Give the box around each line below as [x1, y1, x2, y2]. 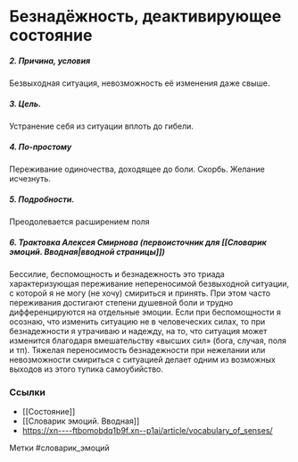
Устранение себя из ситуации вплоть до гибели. [9, 121, 195, 131]
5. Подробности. [9, 194, 75, 205]
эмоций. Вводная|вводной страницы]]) [9, 246, 165, 256]
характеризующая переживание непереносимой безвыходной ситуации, [9, 279, 290, 290]
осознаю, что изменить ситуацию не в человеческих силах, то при [9, 316, 266, 327]
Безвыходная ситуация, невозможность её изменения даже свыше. [9, 78, 270, 88]
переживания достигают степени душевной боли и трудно [9, 298, 234, 308]
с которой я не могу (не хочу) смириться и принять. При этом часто [9, 288, 270, 298]
